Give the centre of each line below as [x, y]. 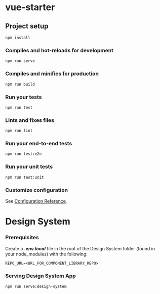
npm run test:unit [25, 177]
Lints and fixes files [30, 120]
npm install [18, 38]
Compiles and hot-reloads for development [59, 50]
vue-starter [30, 7]
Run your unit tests [29, 167]
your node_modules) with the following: [46, 254]
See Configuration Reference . [36, 201]
